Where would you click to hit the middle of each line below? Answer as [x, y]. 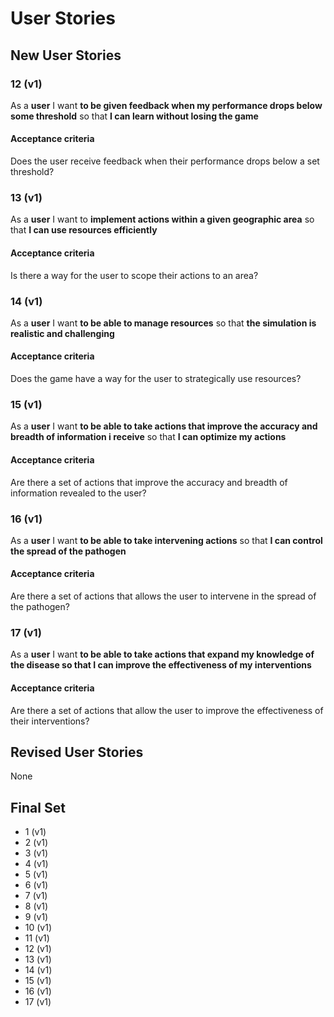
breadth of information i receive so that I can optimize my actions [148, 437]
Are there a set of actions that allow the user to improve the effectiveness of [167, 710]
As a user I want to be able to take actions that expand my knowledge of [162, 654]
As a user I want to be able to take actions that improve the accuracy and [164, 426]
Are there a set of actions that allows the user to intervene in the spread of [163, 596]
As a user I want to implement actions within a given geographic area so [162, 219]
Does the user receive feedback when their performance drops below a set [165, 161]
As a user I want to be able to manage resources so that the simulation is [163, 323]
